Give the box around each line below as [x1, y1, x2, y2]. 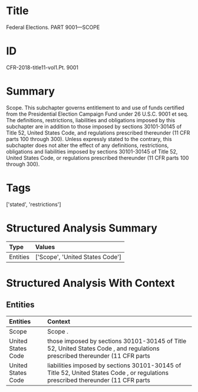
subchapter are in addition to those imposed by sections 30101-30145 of [6, 123, 182, 130]
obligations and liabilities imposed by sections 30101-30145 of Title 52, [6, 148, 178, 155]
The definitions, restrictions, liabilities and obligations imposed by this [6, 116, 176, 123]
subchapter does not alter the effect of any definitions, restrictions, [6, 142, 169, 149]
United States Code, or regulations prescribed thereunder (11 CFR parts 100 [6, 154, 189, 161]
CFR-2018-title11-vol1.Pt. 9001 [6, 64, 78, 71]
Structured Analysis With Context [6, 276, 175, 290]
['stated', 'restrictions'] [6, 201, 61, 208]
